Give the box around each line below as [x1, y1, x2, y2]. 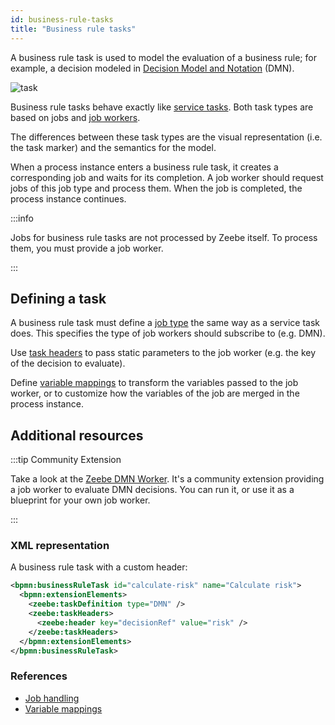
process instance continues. [10, 192, 127, 205]
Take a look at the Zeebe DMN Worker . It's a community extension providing [10, 473, 325, 485]
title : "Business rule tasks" [10, 24, 137, 34]
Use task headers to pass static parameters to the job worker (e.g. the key [10, 347, 317, 359]
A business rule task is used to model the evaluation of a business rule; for [10, 51, 317, 63]
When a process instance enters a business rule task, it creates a [10, 161, 279, 173]
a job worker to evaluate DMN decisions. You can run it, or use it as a [10, 484, 295, 496]
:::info [10, 212, 34, 224]
